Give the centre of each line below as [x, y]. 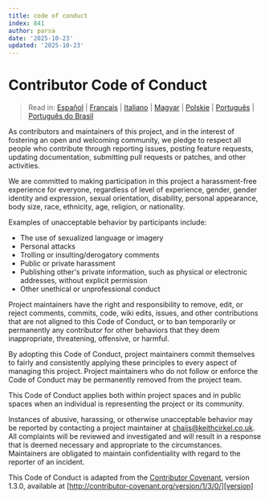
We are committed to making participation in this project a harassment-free [132, 181]
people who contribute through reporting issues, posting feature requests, [131, 148]
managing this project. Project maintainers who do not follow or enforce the [133, 371]
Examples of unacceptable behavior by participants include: [108, 222]
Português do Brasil [61, 116]
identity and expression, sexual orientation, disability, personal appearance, [133, 198]
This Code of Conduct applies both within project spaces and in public [125, 396]
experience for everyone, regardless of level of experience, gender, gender [133, 190]
